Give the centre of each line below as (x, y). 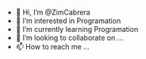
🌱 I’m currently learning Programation (77, 29)
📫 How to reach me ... (52, 47)
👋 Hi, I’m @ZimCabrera (53, 12)
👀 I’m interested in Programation (68, 21)
